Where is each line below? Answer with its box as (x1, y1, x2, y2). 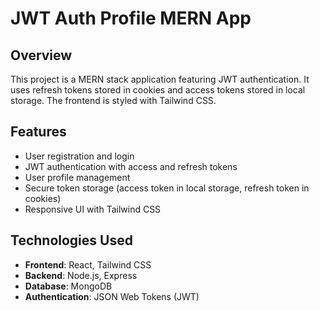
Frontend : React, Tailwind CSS (24, 258, 152, 271)
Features (10, 123, 67, 141)
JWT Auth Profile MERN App (10, 7, 252, 30)
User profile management (24, 171, 131, 183)
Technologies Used (10, 232, 133, 249)
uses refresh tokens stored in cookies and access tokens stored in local (10, 84, 306, 96)
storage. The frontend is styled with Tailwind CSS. (10, 95, 217, 106)
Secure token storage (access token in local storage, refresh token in (24, 182, 310, 194)
